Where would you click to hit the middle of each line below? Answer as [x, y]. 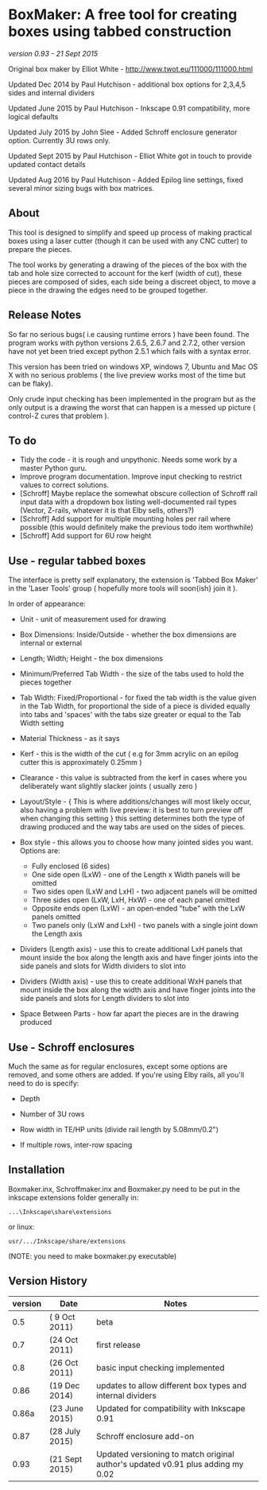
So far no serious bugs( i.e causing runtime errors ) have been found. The [129, 334]
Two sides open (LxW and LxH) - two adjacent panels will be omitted [144, 891]
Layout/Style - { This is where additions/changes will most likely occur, [135, 801]
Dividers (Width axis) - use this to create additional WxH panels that [131, 982]
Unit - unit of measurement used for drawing [93, 619]
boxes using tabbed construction [120, 31]
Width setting [42, 723]
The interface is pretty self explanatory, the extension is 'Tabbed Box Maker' [133, 580]
